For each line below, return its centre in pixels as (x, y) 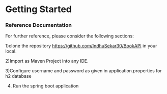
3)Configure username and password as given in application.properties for (83, 71)
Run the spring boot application (46, 86)
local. (11, 51)
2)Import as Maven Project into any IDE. (47, 61)
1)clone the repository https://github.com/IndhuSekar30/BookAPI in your (81, 46)
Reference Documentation (39, 25)
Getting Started (39, 9)
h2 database (18, 76)
